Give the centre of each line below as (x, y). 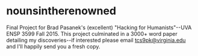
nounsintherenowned (61, 11)
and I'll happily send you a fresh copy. (53, 46)
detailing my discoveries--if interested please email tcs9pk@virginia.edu (96, 40)
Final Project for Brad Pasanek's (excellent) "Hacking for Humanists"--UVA (99, 27)
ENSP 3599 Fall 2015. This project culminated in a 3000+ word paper (92, 33)
